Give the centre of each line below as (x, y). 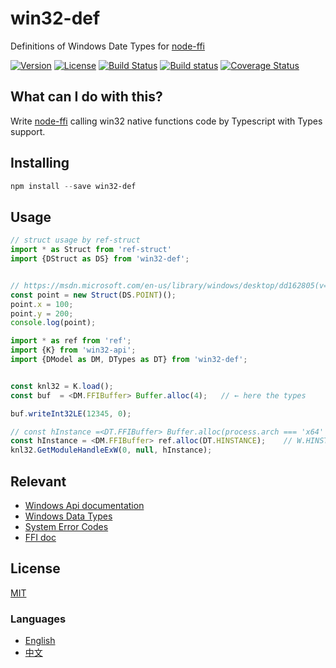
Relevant (38, 481)
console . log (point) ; (53, 323)
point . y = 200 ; (42, 313)
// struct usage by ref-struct (75, 240)
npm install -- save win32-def (73, 186)
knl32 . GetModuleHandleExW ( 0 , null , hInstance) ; (111, 450)
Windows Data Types (68, 516)
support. (28, 131)
